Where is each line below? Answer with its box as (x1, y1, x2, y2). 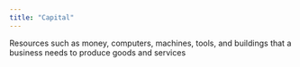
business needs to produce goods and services (9, 46, 186, 58)
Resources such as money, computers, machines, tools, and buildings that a (9, 38, 292, 48)
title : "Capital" (9, 13, 75, 22)
